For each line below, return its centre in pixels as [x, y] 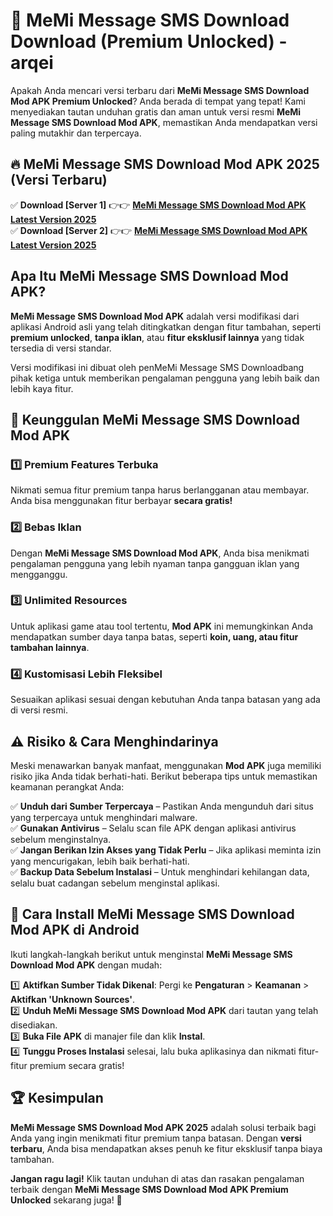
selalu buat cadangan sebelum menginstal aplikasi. [115, 883]
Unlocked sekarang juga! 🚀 [66, 1200]
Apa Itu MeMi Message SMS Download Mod [149, 276]
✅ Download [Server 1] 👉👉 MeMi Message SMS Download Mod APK [158, 205]
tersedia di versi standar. [61, 348]
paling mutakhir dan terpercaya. [76, 133]
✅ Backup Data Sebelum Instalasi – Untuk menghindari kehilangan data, [160, 871]
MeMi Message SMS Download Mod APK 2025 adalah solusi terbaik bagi [163, 1127]
